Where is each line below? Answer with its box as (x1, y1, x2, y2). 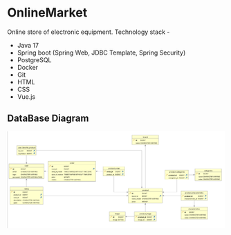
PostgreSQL (17, 55, 52, 64)
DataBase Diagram (7, 113, 89, 124)
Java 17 (17, 41, 39, 49)
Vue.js (17, 92, 36, 101)
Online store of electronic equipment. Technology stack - (7, 28, 170, 36)
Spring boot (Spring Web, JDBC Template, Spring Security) (17, 48, 186, 57)
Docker (17, 63, 39, 71)
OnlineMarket (7, 5, 88, 21)
